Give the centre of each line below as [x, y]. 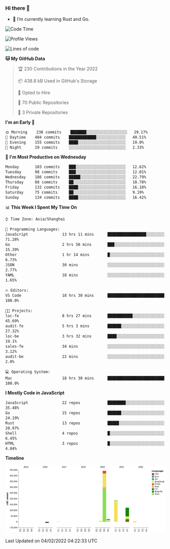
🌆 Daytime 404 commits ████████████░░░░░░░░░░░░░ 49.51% [76, 138]
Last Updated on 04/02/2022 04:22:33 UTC [52, 541]
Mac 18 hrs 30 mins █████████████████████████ [85, 378]
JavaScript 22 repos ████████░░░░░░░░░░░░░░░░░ [85, 403]
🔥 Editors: [17, 291]
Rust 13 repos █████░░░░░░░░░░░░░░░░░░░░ [85, 423]
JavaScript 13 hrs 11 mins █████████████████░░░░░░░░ [85, 235]
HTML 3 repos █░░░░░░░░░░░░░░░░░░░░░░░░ [85, 444]
